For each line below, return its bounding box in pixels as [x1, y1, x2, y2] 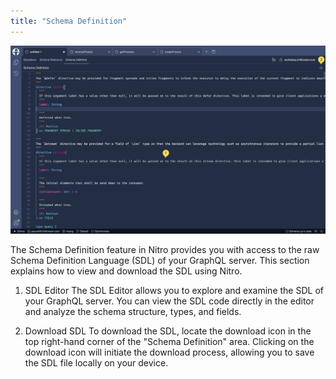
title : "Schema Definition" [10, 16, 128, 26]
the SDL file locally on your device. [24, 357, 169, 369]
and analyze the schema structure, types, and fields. [24, 306, 242, 318]
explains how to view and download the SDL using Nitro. [10, 265, 243, 277]
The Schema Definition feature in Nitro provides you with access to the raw [10, 244, 320, 256]
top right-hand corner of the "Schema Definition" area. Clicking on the [24, 336, 315, 348]
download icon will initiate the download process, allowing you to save [24, 346, 315, 359]
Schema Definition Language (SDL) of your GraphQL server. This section [10, 255, 310, 267]
